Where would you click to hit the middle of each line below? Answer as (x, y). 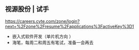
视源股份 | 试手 (27, 9)
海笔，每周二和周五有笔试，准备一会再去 (53, 42)
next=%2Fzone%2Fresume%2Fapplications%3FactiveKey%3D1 (69, 26)
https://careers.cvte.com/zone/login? (42, 21)
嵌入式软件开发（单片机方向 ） (43, 36)
